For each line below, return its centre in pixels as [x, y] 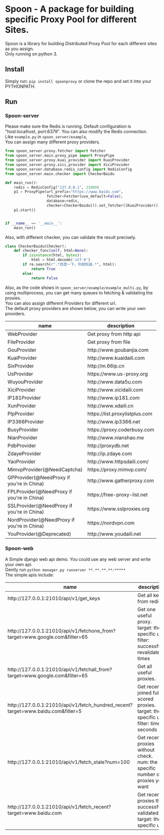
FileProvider [21, 342]
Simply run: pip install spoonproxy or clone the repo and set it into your [78, 81]
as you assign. [20, 49]
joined [144, 693]
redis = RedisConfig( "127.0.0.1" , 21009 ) [56, 187]
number [146, 774]
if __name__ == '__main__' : [34, 223]
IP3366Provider [26, 421]
